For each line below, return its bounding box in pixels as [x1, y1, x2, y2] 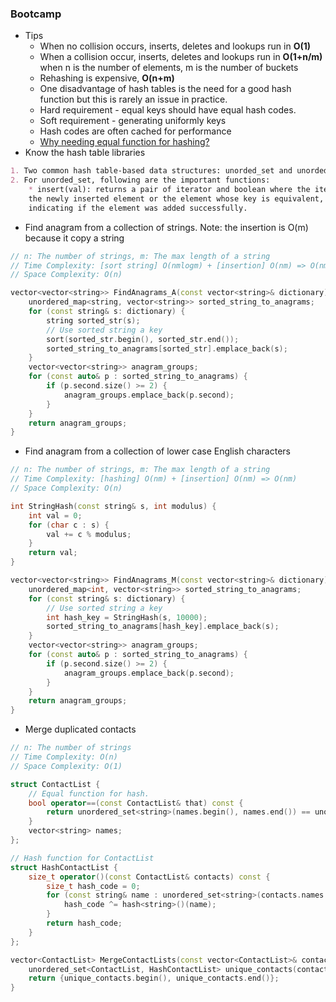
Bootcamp [10, 7, 62, 21]
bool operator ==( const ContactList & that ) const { [28, 798, 244, 808]
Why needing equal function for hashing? [39, 136, 210, 148]
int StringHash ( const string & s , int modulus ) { [10, 501, 217, 511]
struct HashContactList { [10, 862, 118, 872]
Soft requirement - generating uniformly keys [39, 115, 227, 127]
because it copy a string [24, 232, 125, 244]
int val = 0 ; [28, 510, 83, 521]
